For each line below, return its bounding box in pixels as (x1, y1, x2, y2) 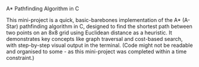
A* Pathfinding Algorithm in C (6, 5, 79, 12)
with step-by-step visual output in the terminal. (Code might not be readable (6, 42, 193, 49)
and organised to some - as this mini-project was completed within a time (6, 48, 187, 55)
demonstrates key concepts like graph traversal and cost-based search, (6, 36, 183, 42)
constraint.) (6, 55, 35, 61)
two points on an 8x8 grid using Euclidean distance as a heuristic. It (6, 29, 173, 36)
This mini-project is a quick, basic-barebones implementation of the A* (6, 17, 181, 23)
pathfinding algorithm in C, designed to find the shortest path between (19, 23, 192, 30)
